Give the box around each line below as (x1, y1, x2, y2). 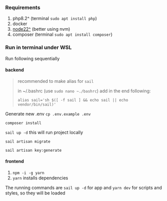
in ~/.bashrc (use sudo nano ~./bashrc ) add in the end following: (17, 87, 151, 94)
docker (12, 21, 28, 27)
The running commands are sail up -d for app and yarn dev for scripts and (5, 185, 162, 190)
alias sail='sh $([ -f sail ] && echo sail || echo (17, 97, 128, 103)
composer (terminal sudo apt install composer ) (12, 32, 113, 38)
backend (5, 67, 24, 73)
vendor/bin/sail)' (17, 102, 56, 107)
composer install (5, 120, 42, 126)
